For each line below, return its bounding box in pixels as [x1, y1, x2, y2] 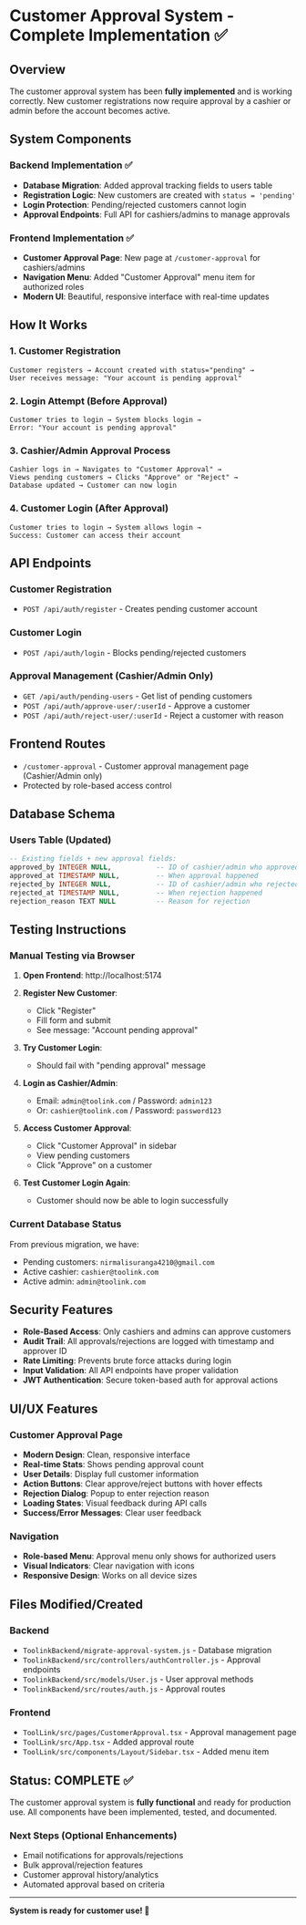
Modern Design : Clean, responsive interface [22, 1449, 191, 1460]
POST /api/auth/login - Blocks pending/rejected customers [22, 647, 247, 657]
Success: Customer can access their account [9, 531, 181, 540]
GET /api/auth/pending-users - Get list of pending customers [22, 690, 253, 701]
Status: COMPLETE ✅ [9, 1773, 134, 1788]
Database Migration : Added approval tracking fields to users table [22, 180, 273, 191]
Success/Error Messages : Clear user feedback [22, 1507, 202, 1518]
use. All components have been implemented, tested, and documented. [9, 1806, 278, 1817]
